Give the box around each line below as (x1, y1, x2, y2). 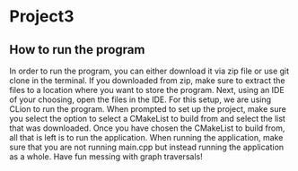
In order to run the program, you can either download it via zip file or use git (9, 65, 290, 76)
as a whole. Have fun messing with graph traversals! (9, 151, 204, 162)
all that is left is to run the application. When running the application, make (9, 133, 284, 142)
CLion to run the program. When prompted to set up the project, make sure (9, 104, 287, 114)
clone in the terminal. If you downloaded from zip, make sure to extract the (9, 75, 285, 86)
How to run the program (9, 42, 145, 57)
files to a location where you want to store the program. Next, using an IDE (9, 85, 285, 95)
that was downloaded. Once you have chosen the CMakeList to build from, (9, 123, 285, 133)
